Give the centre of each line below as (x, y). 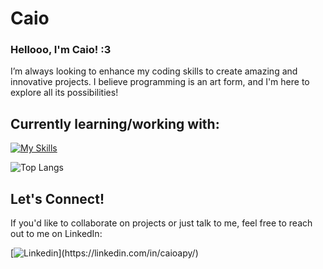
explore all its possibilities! (64, 93)
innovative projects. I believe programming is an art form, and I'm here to (160, 82)
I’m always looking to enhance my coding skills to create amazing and (154, 71)
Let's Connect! (57, 198)
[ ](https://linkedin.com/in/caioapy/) (104, 253)
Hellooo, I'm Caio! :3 (61, 50)
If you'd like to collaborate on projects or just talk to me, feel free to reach (161, 223)
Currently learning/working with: (115, 123)
